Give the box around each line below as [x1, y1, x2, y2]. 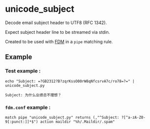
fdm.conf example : [5, 104, 50, 111]
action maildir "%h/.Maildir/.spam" [40, 119, 115, 124]
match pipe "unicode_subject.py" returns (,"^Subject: [5, 115, 120, 120]
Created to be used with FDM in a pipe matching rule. [5, 38, 113, 45]
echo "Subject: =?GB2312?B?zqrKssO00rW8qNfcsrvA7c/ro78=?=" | [5, 78, 135, 84]
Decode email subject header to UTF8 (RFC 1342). [5, 20, 107, 26]
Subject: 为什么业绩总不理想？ [5, 92, 62, 98]
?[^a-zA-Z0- [121, 115, 146, 120]
